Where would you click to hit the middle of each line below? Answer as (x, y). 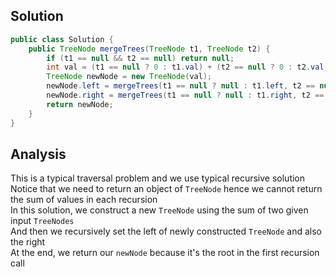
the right (28, 242)
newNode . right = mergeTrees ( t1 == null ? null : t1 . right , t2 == (185, 95)
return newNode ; (80, 104)
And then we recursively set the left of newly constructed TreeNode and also (166, 231)
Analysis (38, 154)
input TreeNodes (42, 221)
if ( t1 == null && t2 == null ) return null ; (140, 58)
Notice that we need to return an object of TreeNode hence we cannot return (166, 189)
